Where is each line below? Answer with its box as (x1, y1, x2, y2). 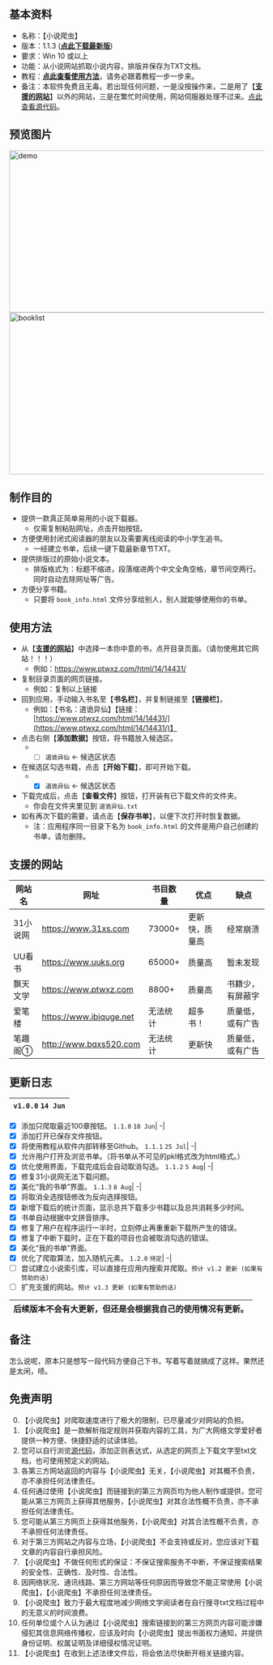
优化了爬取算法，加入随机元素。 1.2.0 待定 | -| (20, 1253, 173, 1262)
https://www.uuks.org (41, 957, 125, 968)
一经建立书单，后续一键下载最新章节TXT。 (32, 544, 175, 553)
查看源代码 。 (20, 101, 64, 111)
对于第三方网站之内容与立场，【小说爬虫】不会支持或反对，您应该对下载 (20, 1536, 259, 1546)
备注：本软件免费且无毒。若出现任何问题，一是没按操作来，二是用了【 (20, 81, 256, 91)
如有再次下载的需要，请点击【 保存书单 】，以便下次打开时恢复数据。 (20, 811, 245, 821)
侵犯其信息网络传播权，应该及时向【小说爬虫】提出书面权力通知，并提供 (20, 1628, 262, 1637)
